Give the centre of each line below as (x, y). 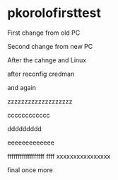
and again (22, 87)
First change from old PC (44, 33)
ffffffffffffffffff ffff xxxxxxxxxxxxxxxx (59, 156)
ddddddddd (25, 128)
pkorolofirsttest (54, 13)
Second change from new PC (50, 46)
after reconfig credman (41, 74)
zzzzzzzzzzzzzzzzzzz (40, 101)
